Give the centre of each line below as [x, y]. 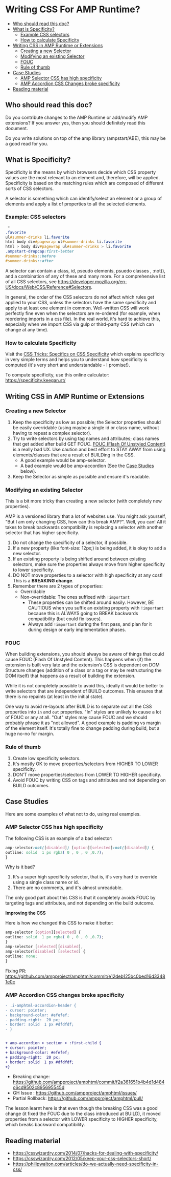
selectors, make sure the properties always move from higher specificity [89, 564]
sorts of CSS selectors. [30, 188]
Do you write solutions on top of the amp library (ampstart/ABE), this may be [86, 138]
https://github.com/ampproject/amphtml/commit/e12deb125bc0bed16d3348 [85, 976]
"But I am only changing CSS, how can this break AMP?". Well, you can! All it [86, 522]
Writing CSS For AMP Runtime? [73, 9]
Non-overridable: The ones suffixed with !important [75, 597]
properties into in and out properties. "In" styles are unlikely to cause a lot [83, 712]
